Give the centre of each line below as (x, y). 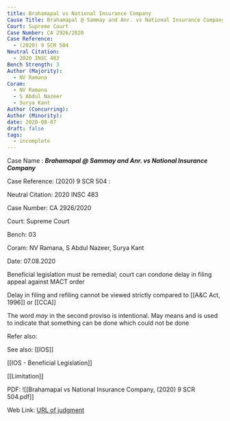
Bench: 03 (22, 235)
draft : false (26, 128)
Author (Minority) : (35, 115)
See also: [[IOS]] (30, 350)
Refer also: (22, 337)
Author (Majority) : (35, 71)
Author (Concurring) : (38, 109)
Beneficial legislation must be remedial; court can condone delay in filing (110, 275)
